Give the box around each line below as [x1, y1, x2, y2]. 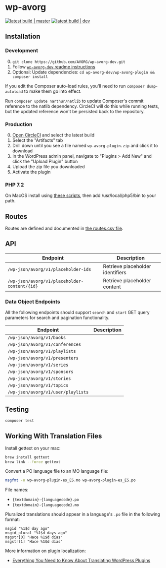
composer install [12, 74, 48, 79]
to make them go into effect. [24, 88, 82, 94]
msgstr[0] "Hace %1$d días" [5, 535, 63, 540]
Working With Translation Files [5, 432, 102, 441]
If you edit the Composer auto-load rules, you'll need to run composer [5, 83, 145, 89]
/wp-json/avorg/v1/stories [7, 376, 71, 381]
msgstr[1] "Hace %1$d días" [5, 539, 63, 544]
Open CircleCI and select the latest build [12, 132, 95, 138]
